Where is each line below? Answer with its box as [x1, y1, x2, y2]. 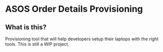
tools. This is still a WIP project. [5, 41, 70, 47]
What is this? [5, 23, 47, 31]
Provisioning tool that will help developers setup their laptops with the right [5, 36, 159, 42]
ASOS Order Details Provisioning [5, 3, 143, 15]
